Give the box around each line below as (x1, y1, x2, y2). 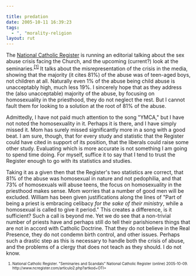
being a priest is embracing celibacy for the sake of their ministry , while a (6, 200, 183, 207)
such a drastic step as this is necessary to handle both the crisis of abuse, (6, 237, 185, 244)
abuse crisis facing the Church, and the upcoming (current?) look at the (6, 58, 178, 65)
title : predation (6, 13, 49, 19)
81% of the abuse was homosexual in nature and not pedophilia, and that (6, 175, 182, 182)
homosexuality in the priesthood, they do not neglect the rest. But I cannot (6, 96, 185, 103)
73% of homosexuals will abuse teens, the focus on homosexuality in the (6, 181, 182, 188)
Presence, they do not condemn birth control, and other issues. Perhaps (6, 231, 180, 238)
